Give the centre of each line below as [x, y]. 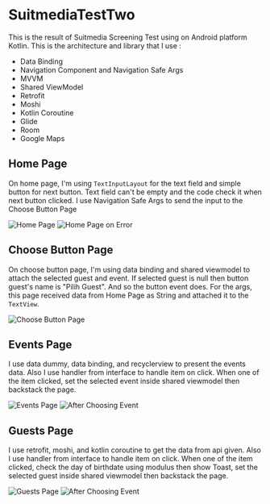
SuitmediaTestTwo [72, 15]
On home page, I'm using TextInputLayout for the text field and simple [125, 183]
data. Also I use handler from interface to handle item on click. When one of [134, 373]
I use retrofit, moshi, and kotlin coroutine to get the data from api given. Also [135, 450]
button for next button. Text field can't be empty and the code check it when [135, 192]
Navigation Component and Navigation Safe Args [102, 69]
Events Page [40, 344]
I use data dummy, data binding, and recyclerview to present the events [127, 364]
